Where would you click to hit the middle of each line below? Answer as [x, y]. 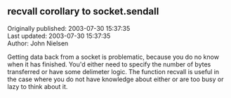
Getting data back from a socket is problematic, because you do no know [113, 57]
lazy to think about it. [38, 86]
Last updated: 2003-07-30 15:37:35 [59, 36]
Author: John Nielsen [38, 43]
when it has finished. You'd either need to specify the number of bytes [109, 64]
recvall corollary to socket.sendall [83, 12]
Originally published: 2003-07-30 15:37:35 [69, 28]
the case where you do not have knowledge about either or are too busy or [115, 79]
